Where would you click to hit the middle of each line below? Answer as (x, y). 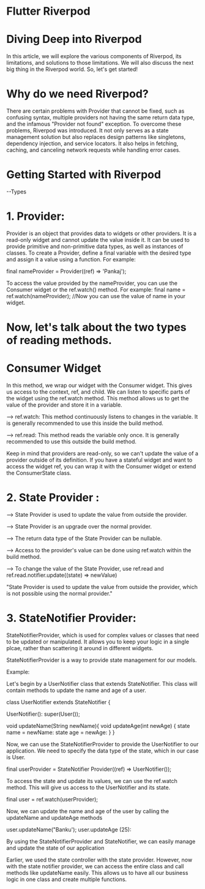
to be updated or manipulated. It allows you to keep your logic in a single (98, 642)
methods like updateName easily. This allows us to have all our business (97, 872)
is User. (16, 757)
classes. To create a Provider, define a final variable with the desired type (99, 253)
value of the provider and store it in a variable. (64, 405)
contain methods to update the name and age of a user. (76, 690)
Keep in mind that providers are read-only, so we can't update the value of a (102, 454)
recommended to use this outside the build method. (71, 441)
